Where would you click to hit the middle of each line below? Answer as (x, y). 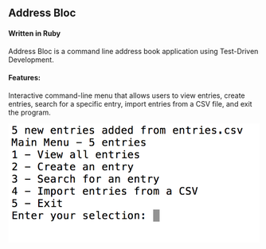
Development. (31, 60)
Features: (25, 78)
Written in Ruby (35, 33)
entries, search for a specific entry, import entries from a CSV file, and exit (130, 103)
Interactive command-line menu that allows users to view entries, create (127, 95)
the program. (29, 112)
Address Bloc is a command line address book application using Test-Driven (133, 51)
